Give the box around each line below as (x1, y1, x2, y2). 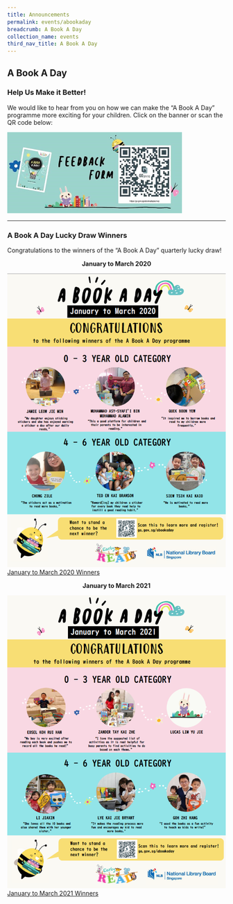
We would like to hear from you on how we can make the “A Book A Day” (7, 103, 215, 112)
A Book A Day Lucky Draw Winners (7, 230, 128, 240)
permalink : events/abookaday (7, 18, 92, 26)
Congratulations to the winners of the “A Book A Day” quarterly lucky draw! (7, 246, 222, 254)
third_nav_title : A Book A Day (7, 40, 98, 48)
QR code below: (7, 118, 53, 126)
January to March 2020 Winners (7, 568, 101, 577)
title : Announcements (7, 11, 70, 18)
